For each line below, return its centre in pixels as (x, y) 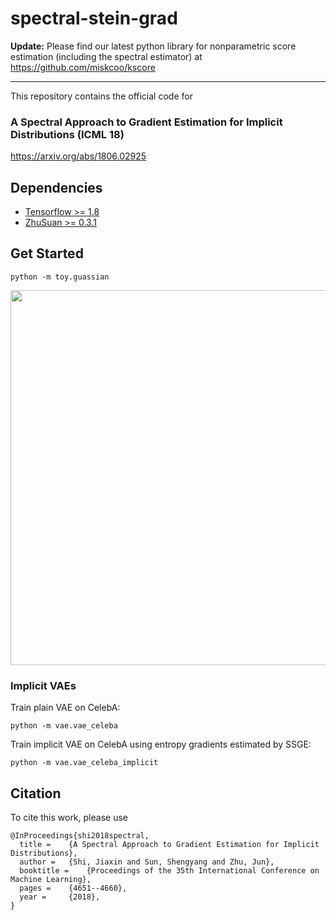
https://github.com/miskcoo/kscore (83, 67)
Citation (36, 793)
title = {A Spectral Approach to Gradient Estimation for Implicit (169, 844)
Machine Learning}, (51, 879)
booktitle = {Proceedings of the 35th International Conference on (169, 870)
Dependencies (56, 187)
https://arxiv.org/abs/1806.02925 (78, 156)
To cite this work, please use (69, 817)
